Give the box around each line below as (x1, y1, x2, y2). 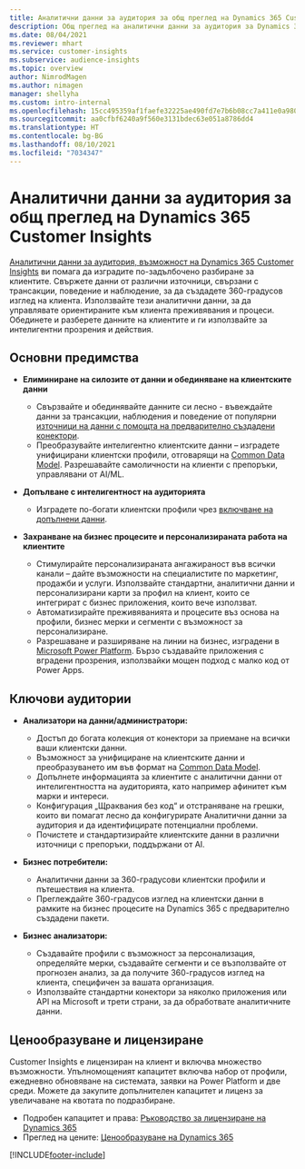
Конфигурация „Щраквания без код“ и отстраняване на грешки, (35, 800, 285, 811)
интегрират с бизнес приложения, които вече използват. (35, 597, 258, 609)
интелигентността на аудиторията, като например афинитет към (35, 781, 288, 792)
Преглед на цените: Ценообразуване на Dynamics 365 (22, 1132, 234, 1143)
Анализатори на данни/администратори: (22, 715, 188, 727)
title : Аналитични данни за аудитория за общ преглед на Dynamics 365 (9, 13, 282, 23)
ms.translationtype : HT (9, 124, 100, 133)
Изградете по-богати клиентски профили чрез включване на (35, 504, 274, 515)
